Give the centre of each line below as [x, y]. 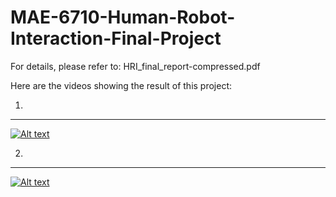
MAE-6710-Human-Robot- [123, 17]
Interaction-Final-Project [116, 38]
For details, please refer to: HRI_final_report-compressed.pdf [135, 66]
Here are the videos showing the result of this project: [121, 85]
